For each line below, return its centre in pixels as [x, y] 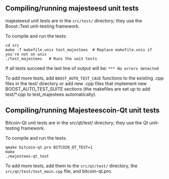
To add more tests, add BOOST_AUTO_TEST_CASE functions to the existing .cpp [84, 78]
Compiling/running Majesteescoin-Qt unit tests [82, 110]
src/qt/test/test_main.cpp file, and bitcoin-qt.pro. [59, 171]
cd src [12, 45]
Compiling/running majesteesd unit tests [72, 8]
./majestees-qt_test [27, 156]
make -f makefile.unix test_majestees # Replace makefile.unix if [79, 50]
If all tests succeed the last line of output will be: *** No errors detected [82, 68]
